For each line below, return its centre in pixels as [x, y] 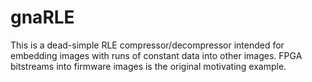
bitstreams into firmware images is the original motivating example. [148, 66]
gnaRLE [42, 17]
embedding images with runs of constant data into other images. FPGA [156, 55]
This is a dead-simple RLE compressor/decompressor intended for [147, 45]
